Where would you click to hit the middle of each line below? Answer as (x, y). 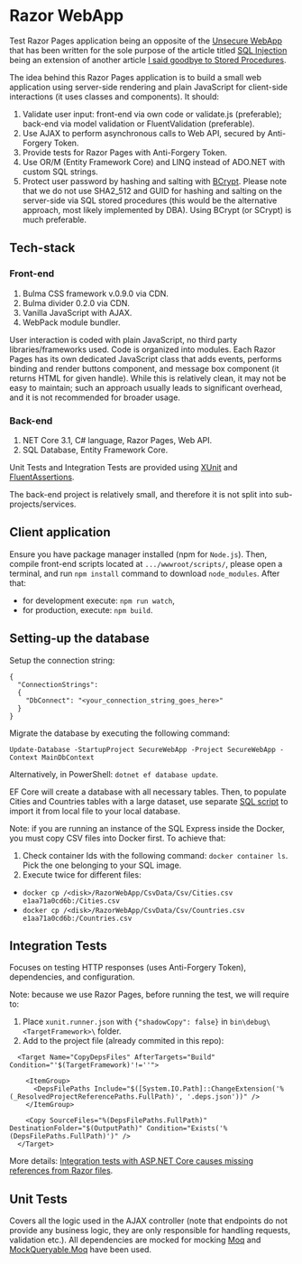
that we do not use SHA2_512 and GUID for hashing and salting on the (152, 191)
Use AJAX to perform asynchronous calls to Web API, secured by (144, 133)
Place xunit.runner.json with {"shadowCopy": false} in (125, 1022)
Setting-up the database (80, 639)
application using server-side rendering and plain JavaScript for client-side (149, 87)
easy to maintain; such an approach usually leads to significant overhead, (146, 387)
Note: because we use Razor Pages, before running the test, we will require (150, 995)
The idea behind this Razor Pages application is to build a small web (136, 77)
